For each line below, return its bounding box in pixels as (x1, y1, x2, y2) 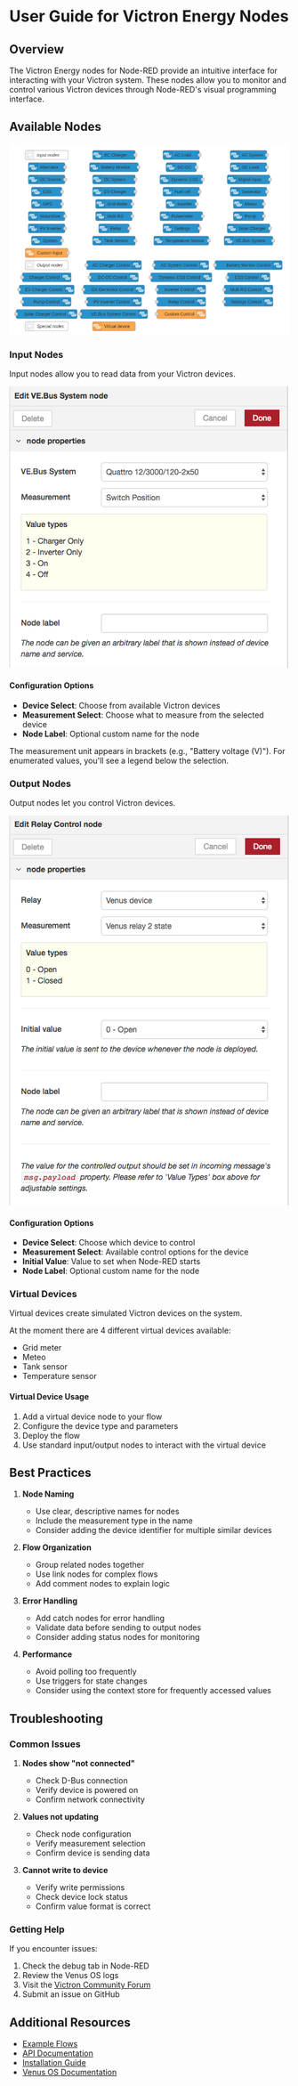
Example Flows (21, 2039, 78, 2049)
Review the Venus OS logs (21, 1970, 119, 1981)
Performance (21, 1649, 73, 1660)
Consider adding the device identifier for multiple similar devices (35, 1525, 273, 1536)
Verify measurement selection (35, 1838, 146, 1849)
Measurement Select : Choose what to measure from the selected (21, 710, 264, 720)
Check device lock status (35, 1892, 129, 1903)
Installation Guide (21, 2058, 86, 2068)
